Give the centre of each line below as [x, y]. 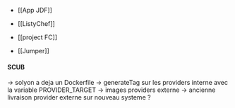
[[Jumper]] [33, 51]
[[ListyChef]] [36, 23]
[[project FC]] [37, 37]
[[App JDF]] [35, 10]
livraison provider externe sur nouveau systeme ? [79, 97]
